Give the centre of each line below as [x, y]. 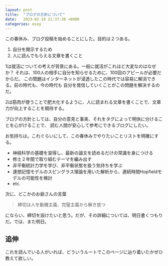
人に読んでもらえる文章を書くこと [47, 56]
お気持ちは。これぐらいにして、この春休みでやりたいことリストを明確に [80, 136]
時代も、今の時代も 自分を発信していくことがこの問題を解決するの [91, 85]
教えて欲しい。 [21, 258]
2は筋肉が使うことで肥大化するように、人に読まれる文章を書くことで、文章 [83, 102]
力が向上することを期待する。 [36, 108]
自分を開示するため [32, 49]
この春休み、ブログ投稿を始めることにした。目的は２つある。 [69, 39]
